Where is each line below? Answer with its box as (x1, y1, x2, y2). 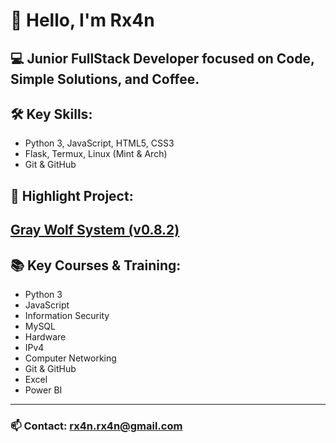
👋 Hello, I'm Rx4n (10, 9, 155, 32)
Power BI (24, 384, 63, 396)
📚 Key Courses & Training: (10, 257, 182, 274)
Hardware (24, 330, 67, 343)
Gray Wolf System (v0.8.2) (10, 222, 180, 239)
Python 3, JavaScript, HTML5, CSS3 (24, 137, 175, 149)
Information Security (24, 309, 110, 321)
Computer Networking (24, 352, 117, 364)
